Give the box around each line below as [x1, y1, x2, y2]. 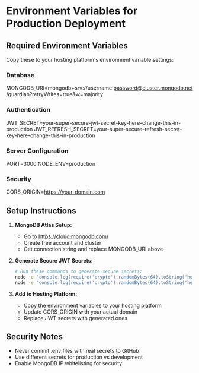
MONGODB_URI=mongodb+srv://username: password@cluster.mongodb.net [6, 84, 193, 91]
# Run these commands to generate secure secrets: [14, 268, 143, 274]
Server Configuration [6, 147, 69, 155]
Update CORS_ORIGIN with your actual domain [23, 308, 138, 315]
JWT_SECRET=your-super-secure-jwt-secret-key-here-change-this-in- [6, 119, 181, 126]
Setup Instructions [6, 206, 76, 216]
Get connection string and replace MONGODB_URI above [23, 245, 163, 252]
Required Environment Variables [6, 40, 129, 50]
